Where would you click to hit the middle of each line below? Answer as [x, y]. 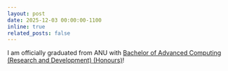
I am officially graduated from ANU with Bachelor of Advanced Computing [114, 53]
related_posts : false [39, 33]
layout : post [26, 14]
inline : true [26, 26]
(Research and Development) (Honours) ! [66, 61]
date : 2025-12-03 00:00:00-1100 [54, 20]
